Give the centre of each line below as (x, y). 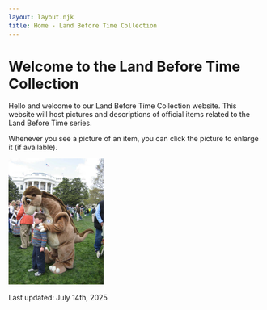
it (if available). (33, 147)
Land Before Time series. (50, 123)
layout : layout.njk (41, 17)
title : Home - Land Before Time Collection (83, 25)
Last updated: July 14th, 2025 (58, 298)
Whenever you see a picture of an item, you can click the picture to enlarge (133, 139)
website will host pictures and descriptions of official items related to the (129, 115)
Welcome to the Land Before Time (125, 67)
